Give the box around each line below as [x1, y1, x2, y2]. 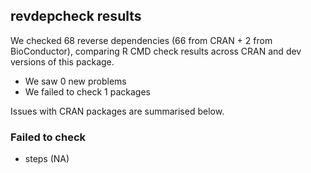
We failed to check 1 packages [24, 85, 151, 98]
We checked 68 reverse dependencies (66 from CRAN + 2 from [10, 34, 273, 46]
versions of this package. [10, 55, 115, 68]
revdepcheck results [10, 8, 142, 25]
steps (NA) [24, 153, 70, 165]
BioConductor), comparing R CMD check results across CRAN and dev [10, 45, 302, 57]
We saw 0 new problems [24, 75, 127, 87]
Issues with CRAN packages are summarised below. [10, 105, 225, 117]
